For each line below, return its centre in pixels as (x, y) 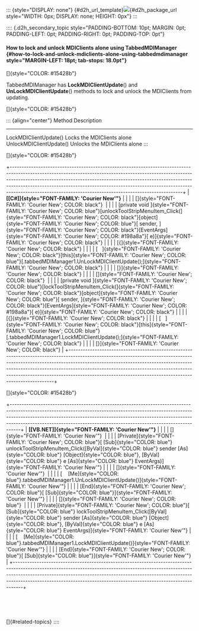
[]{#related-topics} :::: (33, 622)
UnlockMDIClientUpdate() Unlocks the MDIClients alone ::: (77, 144)
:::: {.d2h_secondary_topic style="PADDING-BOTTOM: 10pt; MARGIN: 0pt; (96, 28)
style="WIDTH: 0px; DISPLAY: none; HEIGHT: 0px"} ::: (72, 16)
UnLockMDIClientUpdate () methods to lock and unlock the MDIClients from (99, 91)
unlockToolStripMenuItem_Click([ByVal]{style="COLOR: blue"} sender (91, 449)
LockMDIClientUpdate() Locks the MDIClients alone (69, 138)
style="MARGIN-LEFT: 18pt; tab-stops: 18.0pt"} (67, 60)
